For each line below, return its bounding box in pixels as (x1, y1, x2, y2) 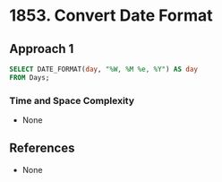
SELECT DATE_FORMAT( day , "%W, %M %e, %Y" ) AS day (9, 65, 199, 74)
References (9, 141, 75, 156)
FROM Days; (9, 73, 50, 82)
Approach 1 (9, 41, 74, 56)
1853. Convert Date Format (9, 5, 213, 26)
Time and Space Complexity (9, 94, 135, 107)
